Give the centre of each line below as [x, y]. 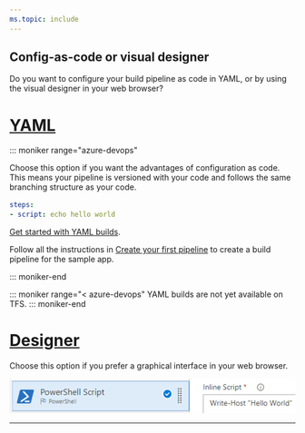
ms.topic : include [44, 19]
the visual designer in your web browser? [86, 89]
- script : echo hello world [63, 215]
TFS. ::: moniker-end [48, 304]
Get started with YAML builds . [65, 232]
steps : [22, 205]
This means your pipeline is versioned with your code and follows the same [150, 178]
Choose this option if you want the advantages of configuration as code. [145, 168]
